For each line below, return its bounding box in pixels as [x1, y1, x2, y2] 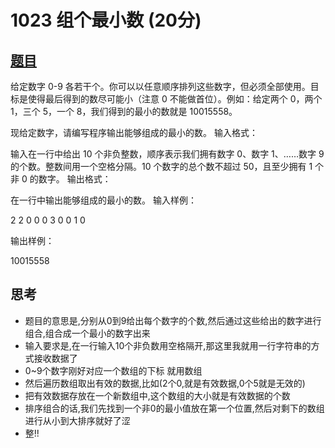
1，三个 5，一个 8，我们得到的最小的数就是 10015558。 [10, 106, 238, 117]
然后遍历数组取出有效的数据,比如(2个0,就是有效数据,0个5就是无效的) [24, 377, 306, 389]
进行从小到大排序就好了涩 [24, 414, 131, 426]
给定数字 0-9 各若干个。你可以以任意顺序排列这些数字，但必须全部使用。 [10, 81, 311, 92]
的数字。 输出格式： [29, 173, 112, 185]
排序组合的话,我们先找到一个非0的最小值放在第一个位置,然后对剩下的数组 [24, 402, 325, 414]
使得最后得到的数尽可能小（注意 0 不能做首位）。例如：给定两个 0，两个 [27, 93, 323, 105]
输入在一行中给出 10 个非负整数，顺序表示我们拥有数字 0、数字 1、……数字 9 [10, 148, 325, 160]
